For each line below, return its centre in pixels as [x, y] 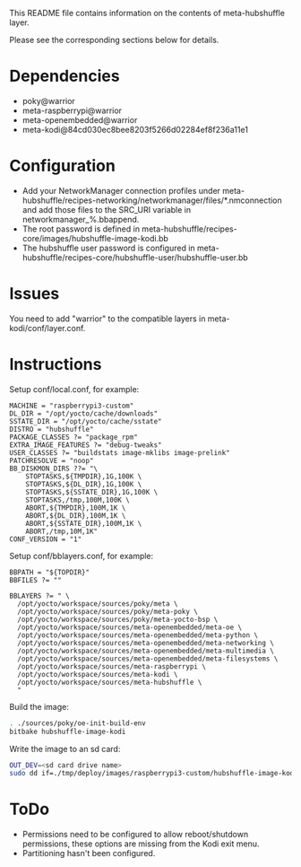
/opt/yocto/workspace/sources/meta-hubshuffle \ [110, 682]
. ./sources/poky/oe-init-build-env [77, 723]
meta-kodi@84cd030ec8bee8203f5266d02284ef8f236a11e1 [135, 129]
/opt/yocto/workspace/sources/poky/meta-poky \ [108, 611]
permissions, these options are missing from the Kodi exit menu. [141, 844]
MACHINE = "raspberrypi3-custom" [72, 406]
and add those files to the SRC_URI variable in [106, 209]
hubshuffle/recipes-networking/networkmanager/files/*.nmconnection [152, 200]
